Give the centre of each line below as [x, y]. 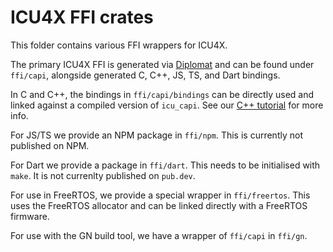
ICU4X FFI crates [82, 17]
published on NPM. [50, 145]
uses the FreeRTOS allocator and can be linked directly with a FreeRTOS [159, 205]
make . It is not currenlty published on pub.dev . [103, 175]
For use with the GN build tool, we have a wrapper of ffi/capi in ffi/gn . [159, 235]
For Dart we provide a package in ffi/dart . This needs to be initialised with [165, 165]
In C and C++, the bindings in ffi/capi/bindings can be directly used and [162, 94]
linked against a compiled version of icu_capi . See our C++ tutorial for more [167, 105]
